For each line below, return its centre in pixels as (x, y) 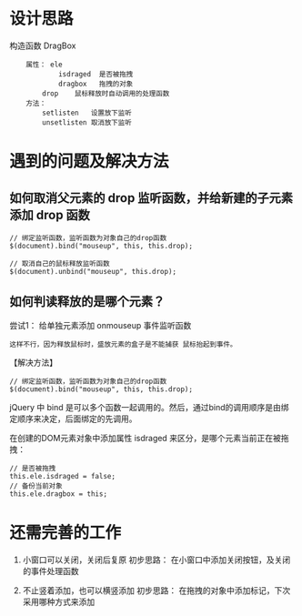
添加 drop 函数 (50, 215)
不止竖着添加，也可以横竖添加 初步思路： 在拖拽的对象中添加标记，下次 (156, 590)
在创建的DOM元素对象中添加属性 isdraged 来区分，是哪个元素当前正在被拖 (149, 438)
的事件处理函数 (50, 571)
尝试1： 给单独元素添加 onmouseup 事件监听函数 (101, 325)
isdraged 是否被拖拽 (96, 74)
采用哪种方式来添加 (59, 601)
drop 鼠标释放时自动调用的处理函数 (106, 93)
